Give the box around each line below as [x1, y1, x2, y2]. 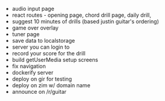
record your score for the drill [11, 50, 86, 57]
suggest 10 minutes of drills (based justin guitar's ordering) [11, 18, 159, 25]
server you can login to [11, 43, 70, 50]
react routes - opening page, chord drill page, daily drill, [11, 11, 152, 19]
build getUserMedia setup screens [11, 57, 99, 63]
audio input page [11, 5, 54, 12]
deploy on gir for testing [11, 75, 73, 82]
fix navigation [11, 63, 47, 70]
